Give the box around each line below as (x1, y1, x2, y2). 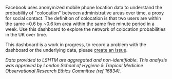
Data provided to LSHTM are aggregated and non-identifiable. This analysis (5, 57, 167, 63)
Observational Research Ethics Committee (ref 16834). (5, 68, 122, 74)
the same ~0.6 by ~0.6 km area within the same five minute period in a (5, 21, 155, 27)
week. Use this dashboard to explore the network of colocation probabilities (5, 26, 166, 32)
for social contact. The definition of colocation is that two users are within (5, 15, 161, 21)
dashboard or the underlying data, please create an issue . (5, 47, 128, 53)
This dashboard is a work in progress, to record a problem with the (5, 42, 146, 48)
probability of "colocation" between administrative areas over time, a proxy (5, 10, 164, 16)
